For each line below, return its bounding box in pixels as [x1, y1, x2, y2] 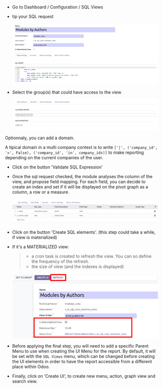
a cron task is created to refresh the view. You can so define [31, 253, 152, 259]
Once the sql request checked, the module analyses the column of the [12, 174, 153, 180]
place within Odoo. [12, 364, 50, 370]
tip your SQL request [12, 14, 54, 19]
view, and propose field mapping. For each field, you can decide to [12, 179, 146, 185]
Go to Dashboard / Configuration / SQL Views [12, 4, 103, 10]
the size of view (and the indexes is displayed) [31, 264, 124, 270]
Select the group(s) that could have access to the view [12, 90, 121, 95]
